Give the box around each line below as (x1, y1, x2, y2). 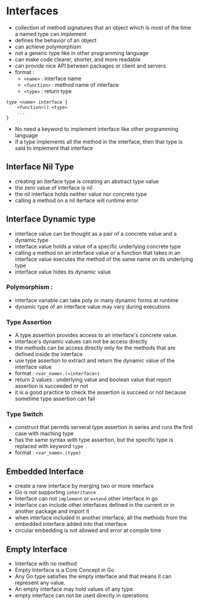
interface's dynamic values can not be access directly (14, 338, 148, 345)
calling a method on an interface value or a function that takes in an (14, 249, 181, 256)
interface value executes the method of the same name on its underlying (14, 256, 194, 263)
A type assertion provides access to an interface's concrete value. (14, 332, 178, 339)
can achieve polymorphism (14, 43, 82, 50)
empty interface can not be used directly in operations (14, 592, 149, 599)
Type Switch (6, 410, 43, 418)
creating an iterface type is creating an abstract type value (14, 178, 159, 185)
